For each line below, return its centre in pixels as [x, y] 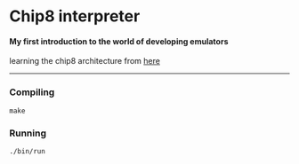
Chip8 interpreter [75, 16]
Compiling [32, 92]
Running [28, 133]
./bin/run [28, 151]
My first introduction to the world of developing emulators [119, 41]
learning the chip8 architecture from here [85, 61]
